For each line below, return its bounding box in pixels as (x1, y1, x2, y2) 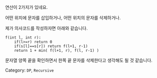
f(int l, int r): (5, 35, 41, 40)
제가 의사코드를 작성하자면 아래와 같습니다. (5, 25, 88, 31)
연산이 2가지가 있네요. (5, 4, 48, 10)
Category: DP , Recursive (5, 67, 54, 73)
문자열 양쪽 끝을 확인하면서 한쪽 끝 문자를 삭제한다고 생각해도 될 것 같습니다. (5, 57, 153, 63)
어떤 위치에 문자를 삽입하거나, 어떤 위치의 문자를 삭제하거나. (5, 15, 121, 21)
